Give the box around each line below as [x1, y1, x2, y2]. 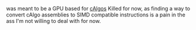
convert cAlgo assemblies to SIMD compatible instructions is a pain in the [6, 11, 185, 18]
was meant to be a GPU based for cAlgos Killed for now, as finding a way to [6, 5, 191, 12]
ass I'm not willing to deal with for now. [6, 18, 101, 24]
